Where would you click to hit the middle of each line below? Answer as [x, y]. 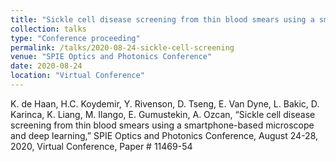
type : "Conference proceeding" [75, 38]
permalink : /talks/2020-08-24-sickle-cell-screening [122, 47]
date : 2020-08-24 [46, 66]
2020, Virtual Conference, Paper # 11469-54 [101, 146]
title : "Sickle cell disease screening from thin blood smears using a [162, 19]
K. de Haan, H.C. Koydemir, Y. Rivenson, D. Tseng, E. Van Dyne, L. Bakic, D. [165, 103]
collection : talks [48, 29]
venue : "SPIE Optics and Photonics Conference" [111, 57]
